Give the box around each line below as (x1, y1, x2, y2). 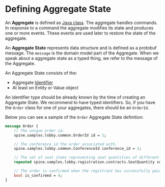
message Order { (5, 124, 38, 129)
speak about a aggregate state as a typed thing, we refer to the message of (5, 55, 158, 61)
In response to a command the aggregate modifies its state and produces (5, 25, 154, 30)
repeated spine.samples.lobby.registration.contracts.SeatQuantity (14, 160, 155, 165)
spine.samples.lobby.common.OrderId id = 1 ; (14, 133, 107, 138)
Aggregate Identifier (12, 80, 53, 85)
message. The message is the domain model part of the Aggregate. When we (5, 50, 159, 56)
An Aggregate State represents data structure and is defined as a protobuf (5, 45, 157, 51)
